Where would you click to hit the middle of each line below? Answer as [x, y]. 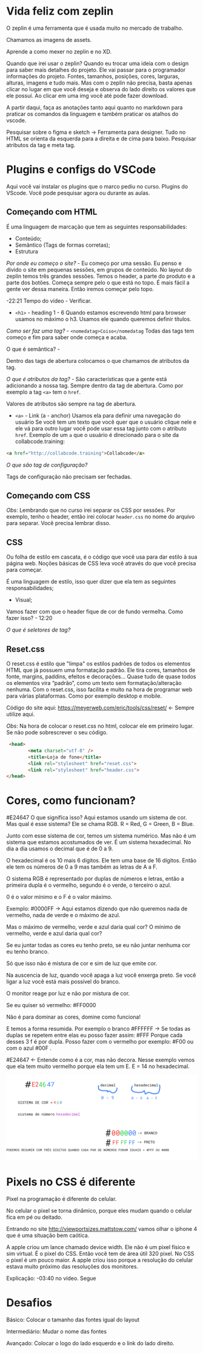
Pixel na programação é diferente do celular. [62, 1199]
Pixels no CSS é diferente [71, 1182]
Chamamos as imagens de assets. [49, 40]
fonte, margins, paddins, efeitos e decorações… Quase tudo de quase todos [101, 676]
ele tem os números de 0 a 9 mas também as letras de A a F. [82, 867]
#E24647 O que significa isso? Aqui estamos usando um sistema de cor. [97, 818]
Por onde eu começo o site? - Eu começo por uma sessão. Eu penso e [94, 263]
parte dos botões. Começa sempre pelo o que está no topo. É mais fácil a [98, 282]
